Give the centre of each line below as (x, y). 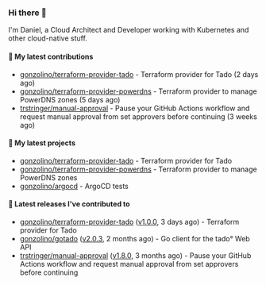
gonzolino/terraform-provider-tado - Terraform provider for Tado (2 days (139, 74)
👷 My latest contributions (51, 56)
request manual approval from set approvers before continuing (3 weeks (139, 116)
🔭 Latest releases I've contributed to (69, 204)
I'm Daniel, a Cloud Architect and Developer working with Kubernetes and (129, 30)
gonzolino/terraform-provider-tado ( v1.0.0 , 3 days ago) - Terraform (129, 221)
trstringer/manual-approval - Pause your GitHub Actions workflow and (135, 108)
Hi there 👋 (28, 13)
